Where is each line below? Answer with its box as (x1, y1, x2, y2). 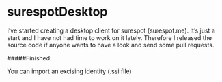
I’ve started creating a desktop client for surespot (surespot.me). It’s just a (7, 26, 215, 35)
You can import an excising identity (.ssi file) (7, 67, 132, 75)
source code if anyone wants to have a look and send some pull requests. (7, 41, 214, 49)
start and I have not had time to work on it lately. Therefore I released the (7, 33, 212, 41)
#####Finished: (7, 54, 53, 62)
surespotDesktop (7, 4, 108, 20)
